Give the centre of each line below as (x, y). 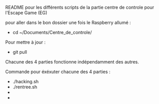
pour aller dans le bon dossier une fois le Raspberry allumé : (68, 23)
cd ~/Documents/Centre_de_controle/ (52, 32)
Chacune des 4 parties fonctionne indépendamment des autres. (72, 62)
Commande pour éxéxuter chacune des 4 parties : (58, 72)
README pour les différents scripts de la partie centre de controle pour (80, 7)
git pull (20, 52)
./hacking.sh (26, 81)
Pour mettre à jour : (25, 42)
